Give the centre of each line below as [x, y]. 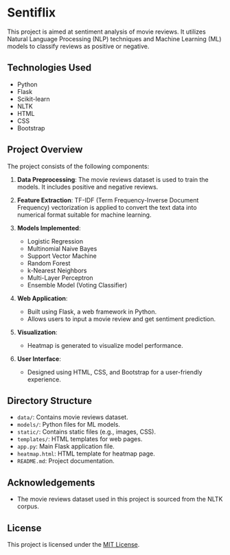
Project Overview [45, 150]
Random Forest [49, 263]
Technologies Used [49, 68]
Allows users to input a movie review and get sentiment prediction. [122, 319]
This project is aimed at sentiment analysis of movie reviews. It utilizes [106, 32]
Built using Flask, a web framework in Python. [92, 311]
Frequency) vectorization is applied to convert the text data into [107, 207]
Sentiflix [32, 13]
